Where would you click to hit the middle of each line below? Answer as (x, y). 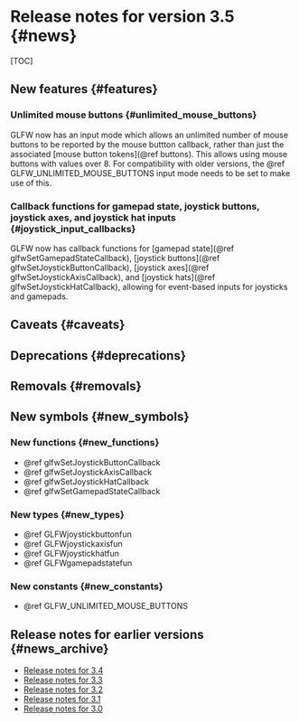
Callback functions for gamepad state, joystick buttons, (135, 206)
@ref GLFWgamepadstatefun (78, 563)
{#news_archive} (60, 648)
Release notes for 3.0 (63, 709)
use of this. (31, 183)
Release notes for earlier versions (107, 634)
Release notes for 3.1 (62, 699)
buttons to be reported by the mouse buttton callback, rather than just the (147, 144)
